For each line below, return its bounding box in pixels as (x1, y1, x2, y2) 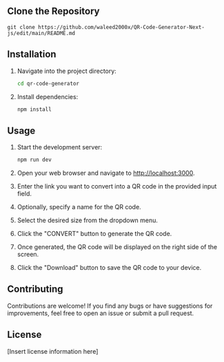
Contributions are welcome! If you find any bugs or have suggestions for (7, 301, 213, 310)
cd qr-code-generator (17, 80, 79, 87)
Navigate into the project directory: (17, 67, 117, 75)
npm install (17, 106, 52, 113)
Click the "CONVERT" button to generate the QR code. (17, 230, 172, 238)
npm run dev (17, 156, 52, 164)
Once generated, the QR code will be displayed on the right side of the (17, 243, 218, 251)
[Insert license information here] (7, 347, 99, 355)
